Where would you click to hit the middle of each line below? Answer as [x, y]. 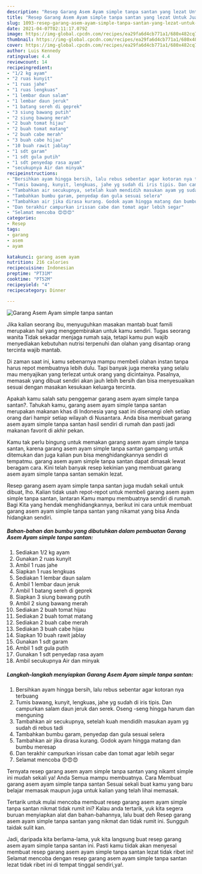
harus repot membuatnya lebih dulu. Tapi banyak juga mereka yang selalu [98, 368]
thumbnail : [20, 40]
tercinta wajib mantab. [34, 350]
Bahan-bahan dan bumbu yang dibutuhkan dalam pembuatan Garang [97, 531]
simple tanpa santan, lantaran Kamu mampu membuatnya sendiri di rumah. [100, 498]
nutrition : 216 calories [38, 262]
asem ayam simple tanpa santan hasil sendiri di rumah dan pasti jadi [91, 424]
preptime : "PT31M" [30, 274]
